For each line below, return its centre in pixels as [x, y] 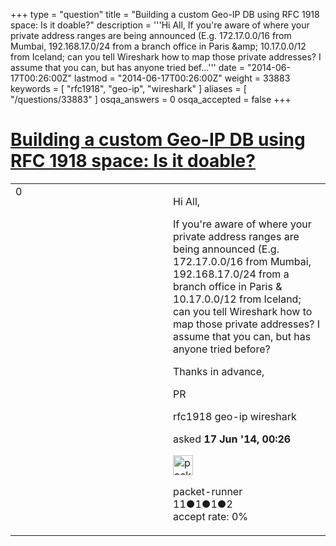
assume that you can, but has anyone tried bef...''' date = [127, 67]
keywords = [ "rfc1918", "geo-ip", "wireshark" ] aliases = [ [128, 88]
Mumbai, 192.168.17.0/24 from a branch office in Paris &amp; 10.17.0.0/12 [158, 46]
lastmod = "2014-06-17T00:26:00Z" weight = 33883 [182, 78]
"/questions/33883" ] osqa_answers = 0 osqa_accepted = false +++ [151, 99]
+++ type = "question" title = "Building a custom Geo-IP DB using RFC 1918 [165, 14]
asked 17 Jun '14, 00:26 [232, 439]
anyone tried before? [222, 349]
